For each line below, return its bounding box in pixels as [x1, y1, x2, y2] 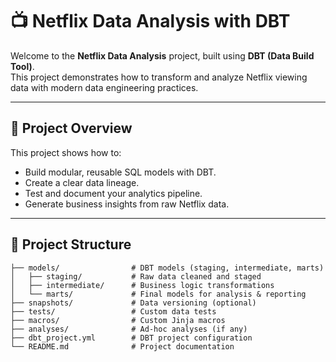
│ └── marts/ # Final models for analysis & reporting [10, 289, 307, 299]
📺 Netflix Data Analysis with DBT [10, 10, 291, 33]
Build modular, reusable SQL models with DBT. [24, 166, 217, 178]
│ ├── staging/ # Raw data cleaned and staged [10, 271, 262, 282]
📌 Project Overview [10, 120, 133, 137]
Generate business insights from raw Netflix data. [24, 198, 230, 210]
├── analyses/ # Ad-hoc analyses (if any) [10, 324, 248, 334]
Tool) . [10, 60, 35, 72]
